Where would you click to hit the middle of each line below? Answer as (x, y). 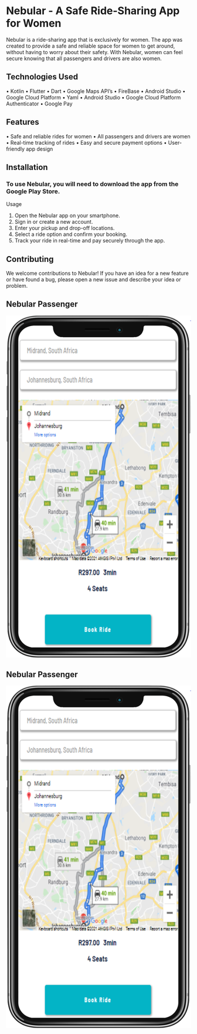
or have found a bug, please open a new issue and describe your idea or (94, 280)
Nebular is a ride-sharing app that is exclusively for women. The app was (94, 39)
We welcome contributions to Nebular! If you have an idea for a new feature (97, 273)
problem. (17, 286)
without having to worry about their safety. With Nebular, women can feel (94, 52)
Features (23, 122)
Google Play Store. (33, 191)
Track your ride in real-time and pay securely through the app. (90, 241)
